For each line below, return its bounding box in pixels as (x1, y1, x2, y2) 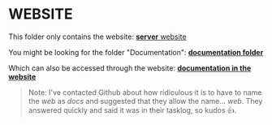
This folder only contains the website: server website (8, 32, 187, 41)
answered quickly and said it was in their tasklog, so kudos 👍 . (28, 105, 237, 114)
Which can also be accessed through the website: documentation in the (8, 62, 252, 73)
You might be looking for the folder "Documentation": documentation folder (8, 47, 264, 57)
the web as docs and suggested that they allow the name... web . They (28, 96, 263, 106)
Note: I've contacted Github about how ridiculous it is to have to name (28, 87, 262, 97)
